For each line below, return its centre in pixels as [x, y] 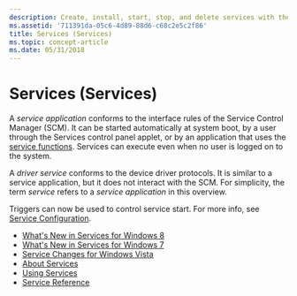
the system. [30, 156]
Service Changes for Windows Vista [88, 254]
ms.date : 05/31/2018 [47, 50]
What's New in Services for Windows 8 [93, 236]
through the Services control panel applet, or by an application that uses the [148, 137]
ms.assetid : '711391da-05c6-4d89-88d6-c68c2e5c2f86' [108, 26]
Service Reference [56, 283]
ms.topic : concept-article [59, 42]
